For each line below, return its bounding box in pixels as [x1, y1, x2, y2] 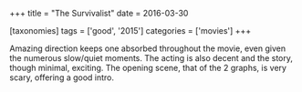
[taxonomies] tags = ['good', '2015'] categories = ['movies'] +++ [9, 26, 252, 36]
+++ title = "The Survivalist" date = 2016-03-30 [9, 8, 189, 18]
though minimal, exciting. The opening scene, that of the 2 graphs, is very [9, 63, 287, 73]
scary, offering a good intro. [9, 72, 115, 83]
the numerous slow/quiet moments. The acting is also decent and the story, [9, 53, 294, 63]
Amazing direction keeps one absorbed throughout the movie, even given [9, 43, 286, 54]
